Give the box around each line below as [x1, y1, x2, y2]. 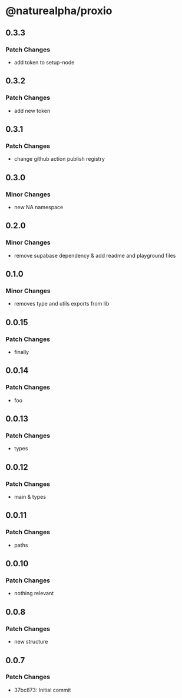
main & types [14, 494, 47, 501]
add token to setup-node [14, 59, 75, 66]
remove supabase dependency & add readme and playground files [14, 252, 176, 259]
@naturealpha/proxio [5, 4, 112, 18]
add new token [14, 107, 51, 114]
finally [14, 349, 29, 355]
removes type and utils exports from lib [14, 300, 110, 307]
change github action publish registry [14, 155, 105, 163]
